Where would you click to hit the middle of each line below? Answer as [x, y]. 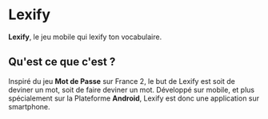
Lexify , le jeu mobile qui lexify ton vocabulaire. [85, 37]
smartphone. [29, 106]
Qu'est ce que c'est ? [62, 62]
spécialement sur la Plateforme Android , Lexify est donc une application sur [134, 98]
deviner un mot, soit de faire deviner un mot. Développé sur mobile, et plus [131, 89]
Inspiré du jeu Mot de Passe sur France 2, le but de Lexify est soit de [122, 81]
